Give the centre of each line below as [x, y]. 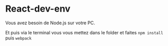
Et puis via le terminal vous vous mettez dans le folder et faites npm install [84, 32]
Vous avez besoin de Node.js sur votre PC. [50, 23]
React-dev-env [38, 9]
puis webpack [18, 38]
